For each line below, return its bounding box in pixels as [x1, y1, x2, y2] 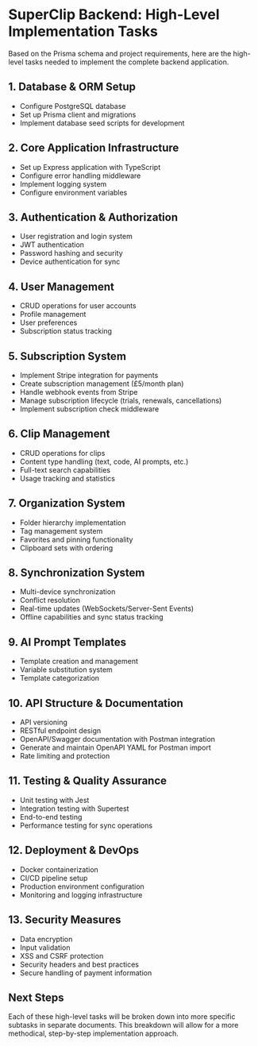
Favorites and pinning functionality [19, 535, 133, 544]
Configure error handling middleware [19, 171, 141, 180]
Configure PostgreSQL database [19, 101, 126, 110]
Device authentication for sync [19, 257, 121, 267]
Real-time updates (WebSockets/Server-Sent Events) [19, 604, 194, 613]
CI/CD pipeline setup [19, 873, 88, 882]
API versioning [19, 717, 67, 728]
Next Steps [8, 990, 64, 1004]
